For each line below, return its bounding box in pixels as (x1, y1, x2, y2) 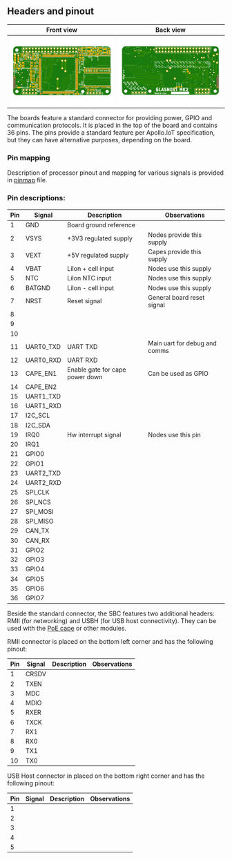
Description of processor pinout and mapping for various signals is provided (7, 169, 224, 177)
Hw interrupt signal (67, 430, 122, 439)
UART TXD (67, 343, 98, 351)
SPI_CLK (25, 488, 50, 497)
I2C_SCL (25, 411, 50, 420)
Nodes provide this (148, 231, 202, 239)
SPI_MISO (25, 517, 54, 526)
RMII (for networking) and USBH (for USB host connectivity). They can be (7, 616, 217, 624)
